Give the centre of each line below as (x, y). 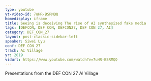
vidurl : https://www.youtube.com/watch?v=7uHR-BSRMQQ (61, 60)
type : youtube (20, 10)
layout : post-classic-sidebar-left (42, 37)
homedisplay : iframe (26, 19)
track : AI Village (24, 50)
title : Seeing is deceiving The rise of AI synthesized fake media (76, 23)
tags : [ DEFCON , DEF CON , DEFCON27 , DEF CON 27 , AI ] (59, 28)
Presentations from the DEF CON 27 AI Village (52, 73)
